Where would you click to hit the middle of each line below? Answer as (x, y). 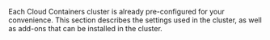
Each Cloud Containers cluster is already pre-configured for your (116, 12)
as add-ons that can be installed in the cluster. (86, 28)
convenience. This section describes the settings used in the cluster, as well (135, 20)
